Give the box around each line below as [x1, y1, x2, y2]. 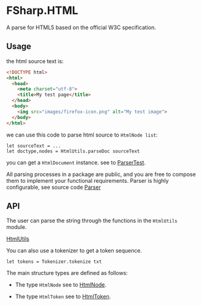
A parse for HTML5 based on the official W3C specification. [6, 24, 156, 31]
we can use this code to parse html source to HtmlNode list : [6, 131, 158, 138]
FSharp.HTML [6, 4, 78, 18]
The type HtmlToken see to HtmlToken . [15, 293, 111, 301]
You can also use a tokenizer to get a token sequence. [6, 247, 142, 254]
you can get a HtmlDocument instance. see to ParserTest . [6, 158, 146, 166]
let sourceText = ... [6, 143, 61, 149]
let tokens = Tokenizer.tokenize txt [6, 259, 102, 265]
